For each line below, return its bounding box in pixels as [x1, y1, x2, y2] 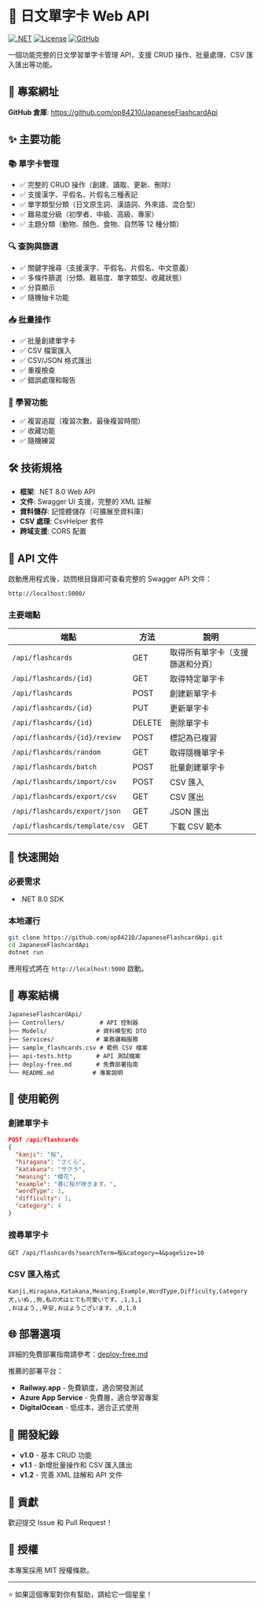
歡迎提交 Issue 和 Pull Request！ [8, 1518, 113, 1527]
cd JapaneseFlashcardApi [8, 942, 90, 949]
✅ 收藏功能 [19, 426, 56, 435]
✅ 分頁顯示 [19, 283, 56, 292]
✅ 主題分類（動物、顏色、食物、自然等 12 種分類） [19, 220, 183, 229]
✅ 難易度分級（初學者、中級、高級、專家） [19, 209, 159, 219]
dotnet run [8, 948, 44, 957]
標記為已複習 [169, 733, 218, 744]
